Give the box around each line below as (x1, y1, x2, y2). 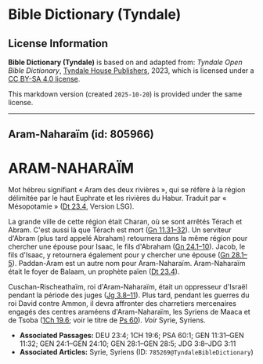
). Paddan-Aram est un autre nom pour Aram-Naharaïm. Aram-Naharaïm (12, 259, 246, 268)
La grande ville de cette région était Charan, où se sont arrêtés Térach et (8, 217, 243, 227)
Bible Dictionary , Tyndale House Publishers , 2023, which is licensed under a (8, 66, 254, 75)
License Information (8, 37, 108, 50)
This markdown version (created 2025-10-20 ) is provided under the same (8, 89, 243, 99)
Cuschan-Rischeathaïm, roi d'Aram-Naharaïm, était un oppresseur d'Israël (8, 282, 248, 292)
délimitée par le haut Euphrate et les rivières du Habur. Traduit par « (8, 194, 227, 203)
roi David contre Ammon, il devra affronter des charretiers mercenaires (8, 299, 237, 308)
